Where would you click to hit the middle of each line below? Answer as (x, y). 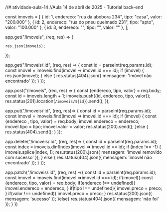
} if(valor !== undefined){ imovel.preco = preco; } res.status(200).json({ (79, 193)
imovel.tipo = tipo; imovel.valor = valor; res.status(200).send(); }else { (77, 127)
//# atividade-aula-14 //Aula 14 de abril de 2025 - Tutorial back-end (74, 7)
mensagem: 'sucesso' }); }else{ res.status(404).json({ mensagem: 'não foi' (82, 199)
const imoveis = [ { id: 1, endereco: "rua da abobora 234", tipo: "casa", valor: (83, 17)
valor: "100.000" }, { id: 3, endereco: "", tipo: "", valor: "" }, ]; (67, 27)
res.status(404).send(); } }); (34, 132)
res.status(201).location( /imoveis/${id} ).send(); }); (58, 101)
